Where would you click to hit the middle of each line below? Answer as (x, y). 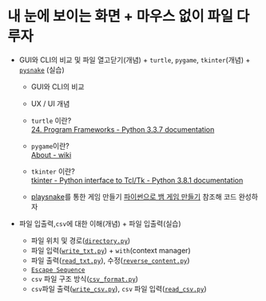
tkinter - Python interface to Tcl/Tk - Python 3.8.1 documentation (137, 180)
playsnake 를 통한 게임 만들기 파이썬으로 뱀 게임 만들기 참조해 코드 (134, 197)
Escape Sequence (58, 270)
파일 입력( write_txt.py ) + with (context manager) (111, 250)
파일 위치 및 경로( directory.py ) (81, 240)
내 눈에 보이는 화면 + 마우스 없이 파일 (120, 16)
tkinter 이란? (53, 171)
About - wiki (51, 154)
